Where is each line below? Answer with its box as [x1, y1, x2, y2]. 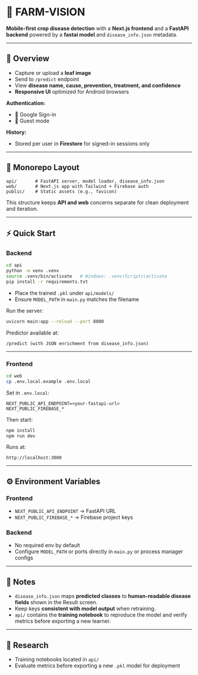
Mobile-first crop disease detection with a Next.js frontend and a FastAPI [6, 25, 189, 32]
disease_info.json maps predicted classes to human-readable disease [14, 593, 192, 600]
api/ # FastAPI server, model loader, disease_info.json [6, 178, 165, 184]
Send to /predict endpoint [14, 75, 80, 82]
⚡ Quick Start [6, 228, 56, 238]
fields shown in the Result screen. [14, 599, 98, 606]
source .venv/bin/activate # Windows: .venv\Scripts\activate [6, 273, 167, 279]
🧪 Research [6, 640, 49, 650]
